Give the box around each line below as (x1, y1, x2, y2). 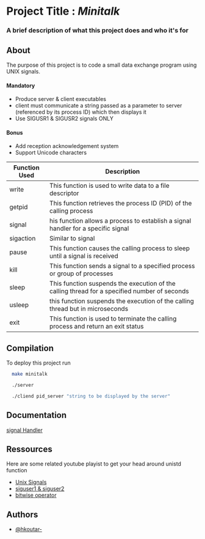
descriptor (49, 189, 79, 198)
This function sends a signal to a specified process (49, 262, 195, 270)
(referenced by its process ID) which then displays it (15, 108, 146, 116)
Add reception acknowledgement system (15, 143, 119, 150)
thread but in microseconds (49, 305, 129, 313)
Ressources (6, 444, 53, 454)
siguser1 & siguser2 (15, 485, 65, 493)
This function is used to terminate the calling (49, 314, 177, 323)
